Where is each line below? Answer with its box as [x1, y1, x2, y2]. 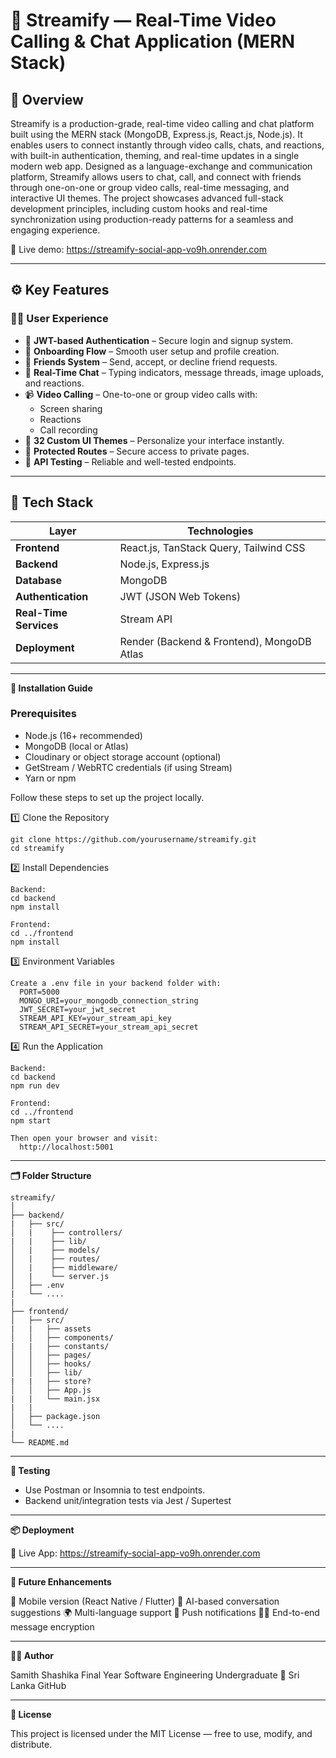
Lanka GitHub [10, 1679, 67, 1691]
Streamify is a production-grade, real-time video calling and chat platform [10, 118, 315, 129]
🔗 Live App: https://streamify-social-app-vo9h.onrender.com [10, 1547, 261, 1559]
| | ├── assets [10, 1324, 92, 1334]
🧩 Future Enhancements [10, 1575, 112, 1588]
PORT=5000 [19, 987, 60, 997]
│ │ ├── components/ [10, 1332, 114, 1343]
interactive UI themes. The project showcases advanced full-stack [10, 192, 284, 204]
